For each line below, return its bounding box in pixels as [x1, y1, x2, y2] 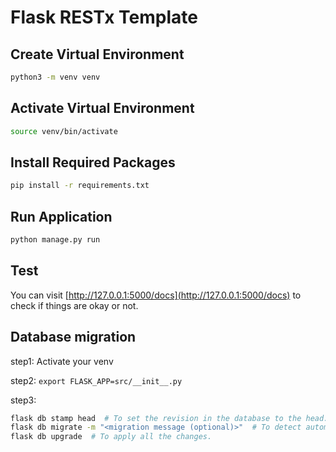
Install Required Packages [10, 154, 176, 171]
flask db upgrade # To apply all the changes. [10, 432, 213, 442]
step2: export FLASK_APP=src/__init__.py [10, 374, 183, 386]
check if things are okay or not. [10, 299, 139, 311]
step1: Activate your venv [10, 355, 114, 367]
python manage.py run [10, 235, 101, 245]
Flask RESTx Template [10, 6, 198, 29]
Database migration [10, 329, 137, 346]
